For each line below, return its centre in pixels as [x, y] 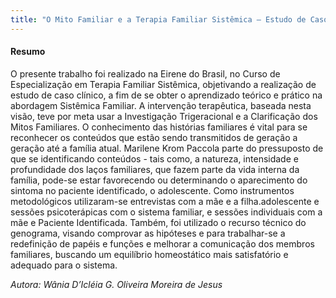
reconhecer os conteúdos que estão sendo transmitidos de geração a [154, 137]
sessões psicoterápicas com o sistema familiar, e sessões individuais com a [166, 212]
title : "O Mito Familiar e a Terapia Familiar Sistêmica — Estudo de [158, 19]
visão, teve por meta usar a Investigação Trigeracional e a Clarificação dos [164, 116]
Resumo [28, 52]
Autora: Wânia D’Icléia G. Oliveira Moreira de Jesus [116, 284]
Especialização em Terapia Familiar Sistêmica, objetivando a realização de [163, 84]
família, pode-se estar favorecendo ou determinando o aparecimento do [159, 180]
